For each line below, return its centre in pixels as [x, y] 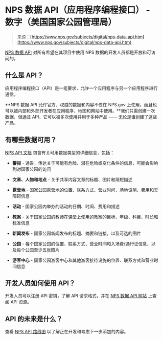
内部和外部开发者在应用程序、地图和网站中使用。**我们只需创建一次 [87, 111]
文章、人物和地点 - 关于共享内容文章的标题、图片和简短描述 [72, 180]
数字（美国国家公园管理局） [61, 22]
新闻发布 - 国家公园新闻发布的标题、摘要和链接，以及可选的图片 [77, 233]
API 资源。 [21, 302]
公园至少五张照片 [42, 249]
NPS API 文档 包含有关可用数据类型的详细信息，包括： [60, 153]
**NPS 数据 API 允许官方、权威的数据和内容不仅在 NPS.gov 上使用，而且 [79, 104]
